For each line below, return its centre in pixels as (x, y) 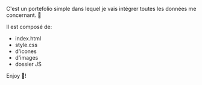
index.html (28, 38)
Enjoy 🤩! (17, 76)
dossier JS (28, 64)
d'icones (26, 51)
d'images (27, 58)
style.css (26, 45)
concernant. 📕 (24, 15)
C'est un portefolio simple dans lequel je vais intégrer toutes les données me (101, 9)
